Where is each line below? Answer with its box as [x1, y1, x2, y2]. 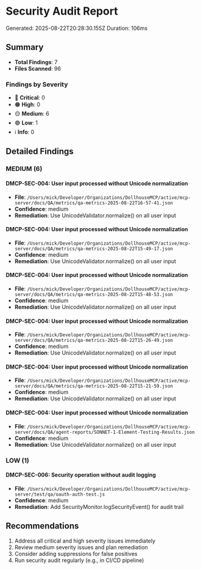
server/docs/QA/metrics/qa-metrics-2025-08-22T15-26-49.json [14, 337, 174, 344]
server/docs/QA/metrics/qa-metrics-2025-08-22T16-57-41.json [14, 200, 174, 206]
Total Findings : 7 [14, 58, 58, 65]
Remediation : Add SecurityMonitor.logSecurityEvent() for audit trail [14, 503, 184, 510]
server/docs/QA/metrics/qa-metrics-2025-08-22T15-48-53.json [14, 291, 174, 297]
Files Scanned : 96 [14, 65, 62, 72]
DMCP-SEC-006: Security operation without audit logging [5, 471, 157, 478]
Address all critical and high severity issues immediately [14, 537, 156, 544]
